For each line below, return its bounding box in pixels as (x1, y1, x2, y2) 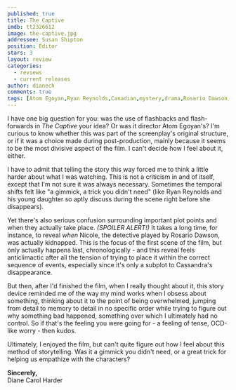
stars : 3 (7, 50, 33, 57)
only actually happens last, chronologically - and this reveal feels (7, 246, 195, 254)
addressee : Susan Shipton (7, 36, 83, 43)
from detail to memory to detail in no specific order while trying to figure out (7, 304, 227, 312)
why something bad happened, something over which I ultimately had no (7, 311, 218, 320)
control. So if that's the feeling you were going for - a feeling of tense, (7, 319, 209, 327)
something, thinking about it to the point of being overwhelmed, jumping (7, 297, 216, 305)
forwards (7, 122, 34, 130)
